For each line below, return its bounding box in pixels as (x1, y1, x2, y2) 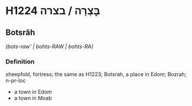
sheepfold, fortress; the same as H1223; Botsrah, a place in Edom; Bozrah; (5, 71, 187, 78)
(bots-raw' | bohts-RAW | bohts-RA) (5, 43, 94, 50)
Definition (5, 57, 35, 66)
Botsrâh (5, 28, 35, 37)
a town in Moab (14, 95, 53, 102)
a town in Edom (14, 88, 53, 95)
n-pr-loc (5, 77, 26, 84)
